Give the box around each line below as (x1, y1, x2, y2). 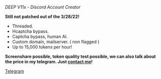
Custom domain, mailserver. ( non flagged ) (12, 39, 100, 45)
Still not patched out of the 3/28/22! (5, 14, 80, 19)
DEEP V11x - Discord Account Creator (5, 4, 80, 10)
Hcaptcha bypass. (12, 28, 49, 34)
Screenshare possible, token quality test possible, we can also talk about (5, 53, 156, 59)
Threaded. (12, 23, 33, 29)
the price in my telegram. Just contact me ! (5, 59, 93, 64)
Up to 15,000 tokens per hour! (12, 44, 72, 50)
